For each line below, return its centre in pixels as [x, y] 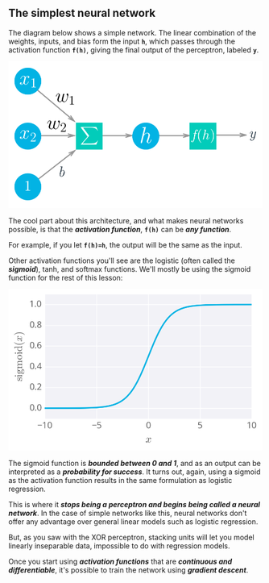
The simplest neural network [82, 13]
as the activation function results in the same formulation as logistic [120, 480]
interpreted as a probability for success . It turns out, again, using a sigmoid [134, 472]
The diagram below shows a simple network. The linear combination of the [132, 32]
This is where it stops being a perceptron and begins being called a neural [134, 504]
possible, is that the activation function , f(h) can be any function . [120, 229]
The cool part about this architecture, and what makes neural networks [126, 220]
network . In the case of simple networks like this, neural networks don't [128, 513]
